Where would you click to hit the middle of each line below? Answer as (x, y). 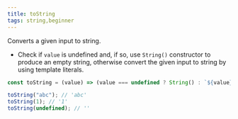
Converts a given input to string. (54, 40)
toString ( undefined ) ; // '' (49, 108)
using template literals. (51, 69)
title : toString (31, 14)
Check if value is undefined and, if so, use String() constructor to (114, 55)
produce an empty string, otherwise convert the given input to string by (122, 62)
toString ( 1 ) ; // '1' (38, 102)
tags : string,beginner (41, 21)
